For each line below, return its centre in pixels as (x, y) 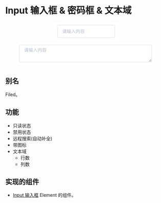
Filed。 (13, 94)
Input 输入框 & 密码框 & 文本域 (68, 11)
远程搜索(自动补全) (33, 138)
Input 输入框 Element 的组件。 (44, 195)
